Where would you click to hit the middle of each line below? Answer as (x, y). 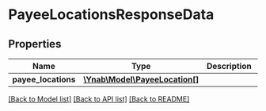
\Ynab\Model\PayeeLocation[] (141, 79)
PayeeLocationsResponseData (111, 15)
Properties (35, 44)
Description (229, 66)
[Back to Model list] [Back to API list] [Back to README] (99, 99)
